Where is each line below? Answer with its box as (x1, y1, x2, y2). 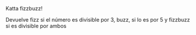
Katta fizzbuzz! (5, 5, 43, 12)
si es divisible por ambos (5, 23, 67, 29)
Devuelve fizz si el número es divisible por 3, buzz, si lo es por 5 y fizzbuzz (5, 16, 190, 23)
